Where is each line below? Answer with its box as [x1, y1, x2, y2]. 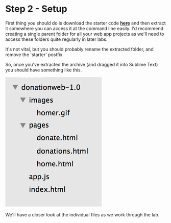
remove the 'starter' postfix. [5, 52, 64, 58]
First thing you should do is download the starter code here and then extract [5, 20, 166, 26]
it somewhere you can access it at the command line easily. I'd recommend [5, 25, 164, 31]
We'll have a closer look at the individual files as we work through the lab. [5, 211, 160, 217]
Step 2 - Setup [5, 3, 67, 15]
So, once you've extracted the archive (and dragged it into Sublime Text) [5, 61, 158, 67]
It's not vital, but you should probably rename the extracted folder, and [5, 46, 154, 52]
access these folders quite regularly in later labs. [5, 36, 108, 42]
